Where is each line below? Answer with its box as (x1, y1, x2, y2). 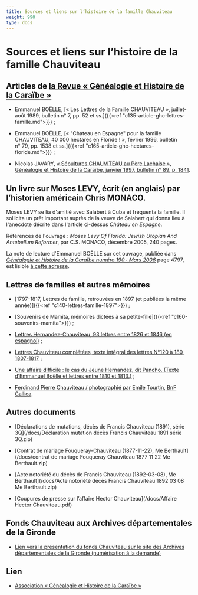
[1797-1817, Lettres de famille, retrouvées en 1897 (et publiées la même (14, 296, 187, 302)
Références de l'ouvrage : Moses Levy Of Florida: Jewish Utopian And (6, 233, 177, 240)
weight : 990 (6, 14, 35, 20)
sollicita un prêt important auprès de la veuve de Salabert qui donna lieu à (6, 215, 185, 222)
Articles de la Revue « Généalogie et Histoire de (6, 81, 184, 91)
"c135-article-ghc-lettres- (123, 112, 186, 119)
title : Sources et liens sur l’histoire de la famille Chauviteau (6, 8, 173, 15)
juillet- (171, 106, 187, 113)
